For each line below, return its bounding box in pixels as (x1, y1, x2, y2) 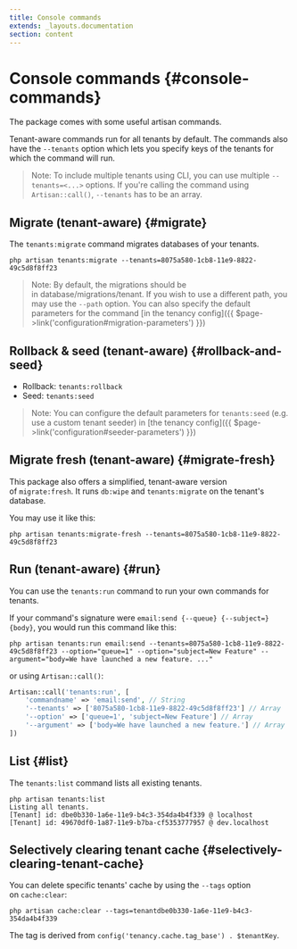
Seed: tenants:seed (21, 390, 95, 401)
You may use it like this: (9, 512, 96, 523)
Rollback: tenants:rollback (21, 380, 123, 391)
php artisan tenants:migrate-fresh (9, 529, 142, 538)
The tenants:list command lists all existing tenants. (9, 778, 202, 788)
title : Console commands (9, 12, 102, 22)
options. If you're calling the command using (85, 179, 250, 190)
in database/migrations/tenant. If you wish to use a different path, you (30, 289, 288, 300)
